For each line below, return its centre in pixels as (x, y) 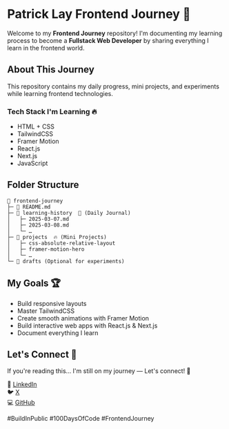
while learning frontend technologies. (60, 93)
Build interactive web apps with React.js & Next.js (87, 325)
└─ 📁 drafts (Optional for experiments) (66, 261)
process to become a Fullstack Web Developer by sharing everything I (108, 40)
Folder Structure (43, 185)
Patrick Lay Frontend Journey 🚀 (99, 14)
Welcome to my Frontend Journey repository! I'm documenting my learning (115, 33)
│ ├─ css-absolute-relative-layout (61, 243)
